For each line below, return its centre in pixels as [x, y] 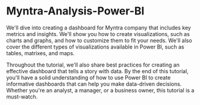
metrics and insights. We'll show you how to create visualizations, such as [98, 34]
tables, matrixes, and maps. [41, 53]
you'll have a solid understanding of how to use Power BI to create [89, 77]
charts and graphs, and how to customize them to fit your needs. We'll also [99, 40]
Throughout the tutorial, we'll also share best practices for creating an [93, 65]
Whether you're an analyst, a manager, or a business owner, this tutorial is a [100, 90]
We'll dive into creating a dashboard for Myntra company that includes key [99, 28]
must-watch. [22, 97]
